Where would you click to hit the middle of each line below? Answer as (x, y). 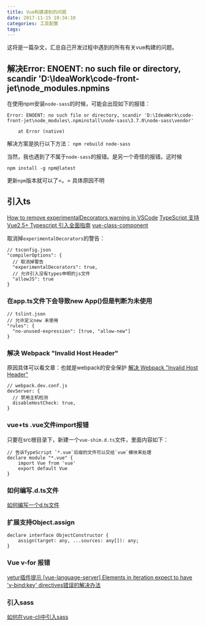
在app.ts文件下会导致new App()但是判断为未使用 (80, 301)
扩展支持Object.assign (41, 522)
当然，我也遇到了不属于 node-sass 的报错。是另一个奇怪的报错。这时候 (95, 156)
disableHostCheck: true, (44, 403)
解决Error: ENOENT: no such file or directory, (94, 68)
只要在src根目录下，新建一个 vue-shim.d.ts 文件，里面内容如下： (88, 439)
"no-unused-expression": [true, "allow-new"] (72, 331)
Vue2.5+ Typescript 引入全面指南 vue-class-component (78, 225)
